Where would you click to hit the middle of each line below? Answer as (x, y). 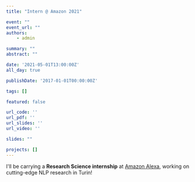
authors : (17, 33)
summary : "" (20, 49)
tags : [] (17, 91)
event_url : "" (23, 27)
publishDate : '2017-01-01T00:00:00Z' (52, 80)
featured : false (26, 102)
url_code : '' (22, 112)
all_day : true (23, 70)
